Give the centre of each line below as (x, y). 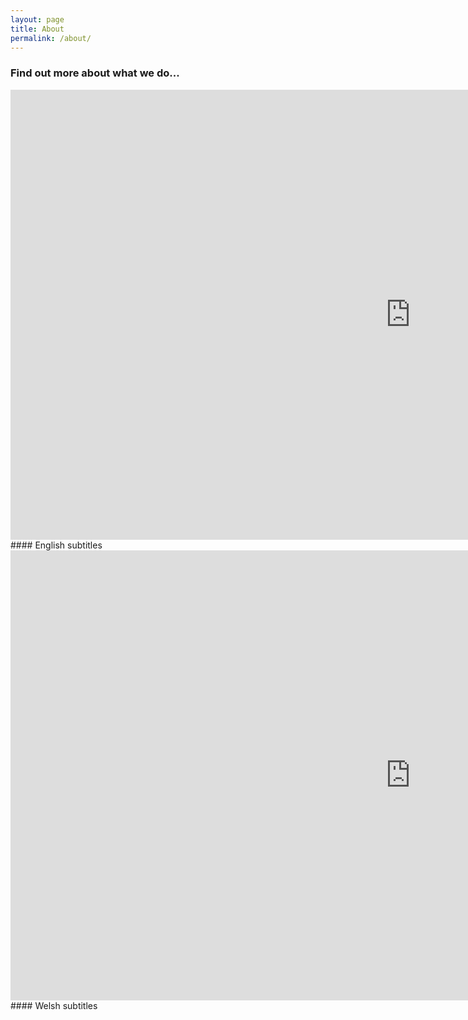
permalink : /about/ (51, 38)
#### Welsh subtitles (54, 1005)
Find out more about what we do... (95, 73)
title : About (37, 29)
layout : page (37, 19)
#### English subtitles (56, 545)
